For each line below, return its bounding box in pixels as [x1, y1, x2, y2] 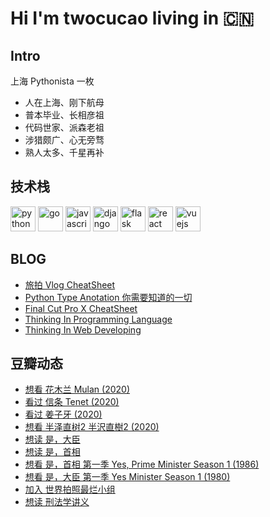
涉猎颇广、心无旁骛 [24, 134, 105, 146]
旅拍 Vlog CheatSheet [24, 278, 116, 291]
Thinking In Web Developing [24, 323, 142, 336]
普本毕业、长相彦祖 [24, 109, 105, 121]
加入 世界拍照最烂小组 [24, 483, 116, 496]
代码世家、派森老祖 [24, 122, 105, 133]
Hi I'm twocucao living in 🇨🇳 [10, 7, 255, 30]
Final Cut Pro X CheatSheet [24, 302, 138, 314]
